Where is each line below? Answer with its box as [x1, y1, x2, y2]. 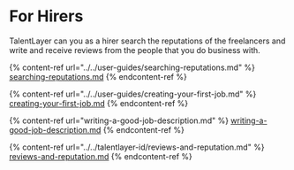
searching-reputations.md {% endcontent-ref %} [9, 71, 187, 81]
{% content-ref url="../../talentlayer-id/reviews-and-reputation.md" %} [9, 142, 265, 152]
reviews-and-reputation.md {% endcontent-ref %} [9, 151, 192, 161]
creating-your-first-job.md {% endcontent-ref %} [9, 97, 189, 108]
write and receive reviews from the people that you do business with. [9, 44, 260, 55]
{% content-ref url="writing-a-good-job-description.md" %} [9, 115, 230, 126]
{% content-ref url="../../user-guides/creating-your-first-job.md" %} [9, 89, 257, 99]
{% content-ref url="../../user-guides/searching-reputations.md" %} [9, 62, 256, 73]
